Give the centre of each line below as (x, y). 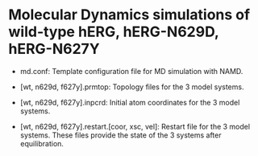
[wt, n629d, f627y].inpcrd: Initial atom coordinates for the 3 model (130, 102)
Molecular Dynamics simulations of (129, 15)
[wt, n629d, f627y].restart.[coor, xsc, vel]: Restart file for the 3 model (135, 126)
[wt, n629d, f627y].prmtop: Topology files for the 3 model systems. (132, 87)
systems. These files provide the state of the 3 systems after (121, 135)
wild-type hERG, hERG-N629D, (114, 32)
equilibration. (42, 143)
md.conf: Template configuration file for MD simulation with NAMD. (131, 71)
